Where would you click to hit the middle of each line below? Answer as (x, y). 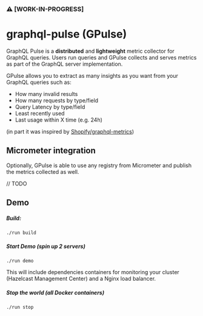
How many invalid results (46, 94)
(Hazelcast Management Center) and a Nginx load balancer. (81, 279)
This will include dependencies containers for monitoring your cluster (93, 272)
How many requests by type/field (57, 100)
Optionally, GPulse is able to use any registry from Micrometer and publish (99, 165)
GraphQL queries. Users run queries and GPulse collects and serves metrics (101, 57)
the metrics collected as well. (43, 171)
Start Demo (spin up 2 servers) (46, 246)
